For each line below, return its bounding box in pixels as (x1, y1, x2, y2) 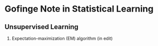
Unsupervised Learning (4, 23, 79, 31)
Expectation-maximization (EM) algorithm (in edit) (11, 35, 113, 41)
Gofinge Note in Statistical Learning (4, 3, 154, 15)
